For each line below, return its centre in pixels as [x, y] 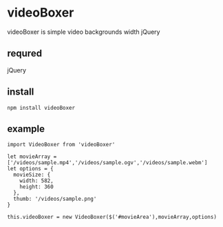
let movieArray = [32, 157]
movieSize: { [32, 175]
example [26, 129]
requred [25, 53]
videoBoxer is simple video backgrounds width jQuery [84, 32]
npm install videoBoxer [41, 108]
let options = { [30, 169]
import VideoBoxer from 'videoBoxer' [61, 145]
